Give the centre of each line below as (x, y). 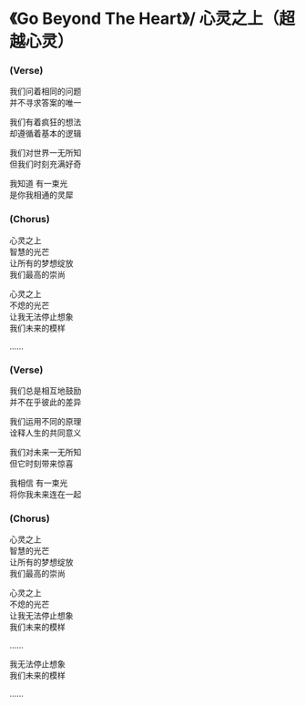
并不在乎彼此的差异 (46, 403)
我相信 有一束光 (39, 483)
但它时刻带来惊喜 (41, 464)
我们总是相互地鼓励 (46, 391)
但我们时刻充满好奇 (46, 164)
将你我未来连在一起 (46, 495)
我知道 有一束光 (39, 184)
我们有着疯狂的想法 (46, 122)
